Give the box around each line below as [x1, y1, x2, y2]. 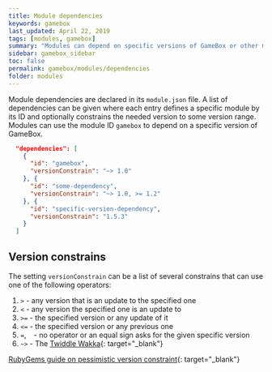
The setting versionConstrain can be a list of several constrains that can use [8, 271, 264, 280]
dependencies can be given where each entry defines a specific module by [8, 103, 261, 113]
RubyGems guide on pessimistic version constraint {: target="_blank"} [8, 354, 240, 364]
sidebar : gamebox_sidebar [8, 49, 96, 58]
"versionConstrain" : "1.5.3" [29, 212, 129, 220]
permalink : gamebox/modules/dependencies [8, 65, 151, 73]
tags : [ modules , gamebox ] [8, 34, 96, 43]
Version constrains [8, 250, 107, 263]
